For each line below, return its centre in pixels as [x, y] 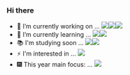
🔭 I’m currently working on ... [58, 26]
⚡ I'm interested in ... [46, 53]
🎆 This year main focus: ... [55, 65]
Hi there [20, 10]
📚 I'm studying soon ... [50, 43]
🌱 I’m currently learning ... [54, 35]
